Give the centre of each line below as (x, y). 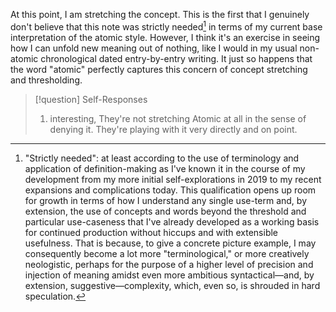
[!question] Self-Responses (91, 99)
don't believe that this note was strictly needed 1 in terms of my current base (166, 26)
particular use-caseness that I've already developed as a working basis (172, 221)
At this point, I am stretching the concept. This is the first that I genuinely (160, 14)
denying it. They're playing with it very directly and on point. (173, 129)
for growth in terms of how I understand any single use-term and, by (166, 200)
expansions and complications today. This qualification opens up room (170, 190)
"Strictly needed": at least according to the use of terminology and (162, 158)
